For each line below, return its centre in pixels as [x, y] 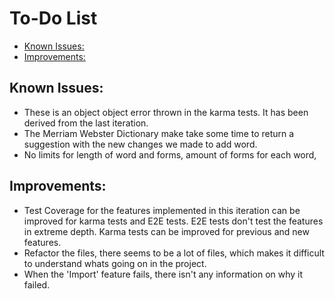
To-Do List [53, 18]
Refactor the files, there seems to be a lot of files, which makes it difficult [174, 253]
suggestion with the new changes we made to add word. [140, 144]
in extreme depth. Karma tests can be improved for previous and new [166, 231]
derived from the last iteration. [86, 123]
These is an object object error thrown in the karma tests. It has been [166, 112]
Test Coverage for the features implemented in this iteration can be [162, 210]
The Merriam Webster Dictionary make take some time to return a [159, 133]
